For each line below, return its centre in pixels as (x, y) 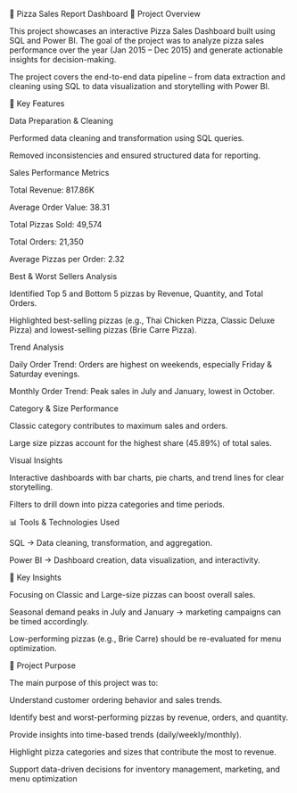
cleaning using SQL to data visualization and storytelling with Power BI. (140, 86)
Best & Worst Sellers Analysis (63, 276)
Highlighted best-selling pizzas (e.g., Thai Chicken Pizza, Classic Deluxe (142, 320)
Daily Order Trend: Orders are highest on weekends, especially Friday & (141, 364)
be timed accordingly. (49, 621)
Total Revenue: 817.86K (52, 190)
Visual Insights (36, 460)
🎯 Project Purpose (42, 665)
